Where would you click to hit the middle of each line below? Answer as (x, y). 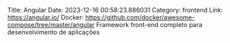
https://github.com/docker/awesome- (140, 17)
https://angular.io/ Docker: (46, 17)
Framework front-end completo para (149, 25)
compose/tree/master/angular (51, 25)
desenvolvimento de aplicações (54, 32)
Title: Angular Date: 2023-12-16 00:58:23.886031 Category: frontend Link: (115, 10)
